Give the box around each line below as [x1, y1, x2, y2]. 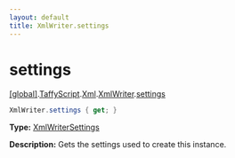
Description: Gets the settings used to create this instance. [9, 139, 227, 150]
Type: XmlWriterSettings [9, 122, 100, 133]
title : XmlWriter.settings [9, 21, 109, 30]
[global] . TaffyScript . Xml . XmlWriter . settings [9, 89, 166, 99]
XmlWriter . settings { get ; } [9, 106, 117, 115]
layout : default [9, 12, 69, 22]
